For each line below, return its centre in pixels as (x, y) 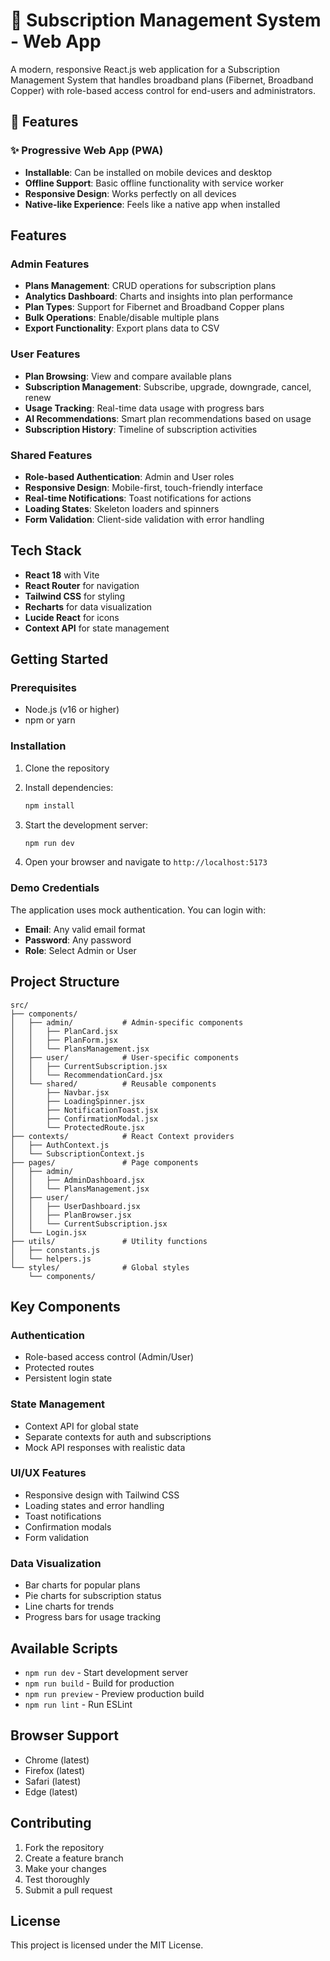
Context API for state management (97, 628)
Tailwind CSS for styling (75, 596)
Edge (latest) (51, 1791)
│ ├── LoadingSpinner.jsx (77, 1101)
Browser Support (65, 1735)
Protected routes (59, 1368)
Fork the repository (64, 1847)
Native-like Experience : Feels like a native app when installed (152, 204)
